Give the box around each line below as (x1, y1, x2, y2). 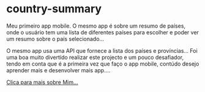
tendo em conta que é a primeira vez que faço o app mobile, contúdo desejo (6, 60, 199, 67)
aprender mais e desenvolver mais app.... (6, 66, 111, 74)
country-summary (6, 2, 102, 16)
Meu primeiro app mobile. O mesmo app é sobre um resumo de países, (6, 22, 185, 29)
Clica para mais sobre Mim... (6, 79, 78, 86)
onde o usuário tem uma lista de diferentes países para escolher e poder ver (6, 28, 199, 36)
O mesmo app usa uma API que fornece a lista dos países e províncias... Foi (6, 47, 198, 54)
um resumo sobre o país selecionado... (6, 35, 105, 42)
